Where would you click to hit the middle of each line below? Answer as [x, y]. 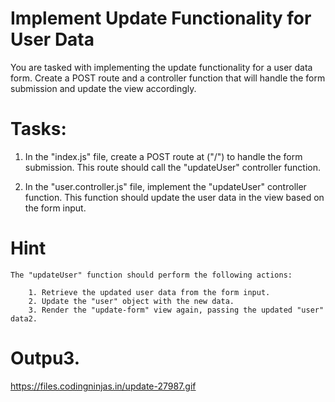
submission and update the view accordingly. [103, 88]
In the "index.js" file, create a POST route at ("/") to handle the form [163, 156]
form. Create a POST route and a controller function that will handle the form [168, 78]
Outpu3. [45, 358]
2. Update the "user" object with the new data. [131, 301]
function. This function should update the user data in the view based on [174, 197]
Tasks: [38, 129]
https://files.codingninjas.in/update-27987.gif [103, 386]
